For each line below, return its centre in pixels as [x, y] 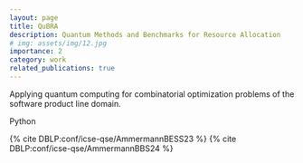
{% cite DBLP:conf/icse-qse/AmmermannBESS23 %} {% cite [123, 139]
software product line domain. [66, 103]
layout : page [34, 18]
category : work [38, 60]
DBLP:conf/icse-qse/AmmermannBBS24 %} [91, 148]
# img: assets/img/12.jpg [58, 43]
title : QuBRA [34, 26]
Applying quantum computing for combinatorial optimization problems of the [152, 94]
